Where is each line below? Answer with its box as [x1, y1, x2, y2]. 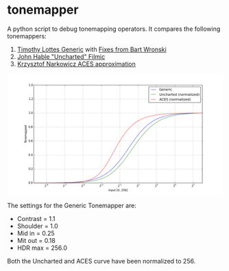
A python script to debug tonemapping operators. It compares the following [7, 25, 221, 33]
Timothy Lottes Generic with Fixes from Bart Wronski [16, 45, 167, 53]
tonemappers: [7, 31, 47, 40]
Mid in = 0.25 [16, 229, 55, 237]
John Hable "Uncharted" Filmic [16, 52, 106, 60]
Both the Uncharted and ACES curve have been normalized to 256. [7, 257, 196, 266]
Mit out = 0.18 [16, 237, 56, 245]
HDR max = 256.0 [16, 244, 67, 252]
